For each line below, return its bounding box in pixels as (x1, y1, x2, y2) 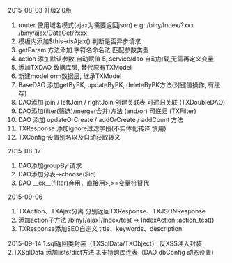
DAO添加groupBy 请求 (17, 161, 82, 170)
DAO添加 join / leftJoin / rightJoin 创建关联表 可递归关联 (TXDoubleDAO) (17, 98, 226, 106)
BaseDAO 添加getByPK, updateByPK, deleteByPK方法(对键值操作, (17, 81, 207, 89)
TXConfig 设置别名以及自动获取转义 (17, 133, 121, 141)
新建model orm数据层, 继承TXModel (17, 72, 122, 80)
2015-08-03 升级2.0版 (8, 6, 72, 14)
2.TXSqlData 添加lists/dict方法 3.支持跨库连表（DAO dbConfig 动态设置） (8, 248, 218, 256)
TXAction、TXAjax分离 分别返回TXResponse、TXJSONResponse (17, 207, 206, 215)
